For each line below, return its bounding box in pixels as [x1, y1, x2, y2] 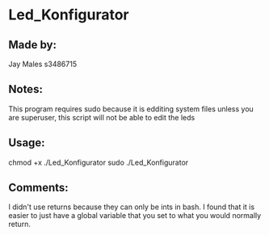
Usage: [8, 136, 46, 150]
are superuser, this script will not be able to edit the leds [8, 112, 195, 122]
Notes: [8, 82, 43, 96]
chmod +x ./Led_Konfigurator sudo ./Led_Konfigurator [8, 157, 189, 167]
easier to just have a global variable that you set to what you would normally [8, 211, 262, 220]
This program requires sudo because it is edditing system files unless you [8, 103, 254, 114]
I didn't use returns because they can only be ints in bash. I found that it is [8, 202, 255, 212]
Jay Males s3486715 [8, 59, 78, 69]
